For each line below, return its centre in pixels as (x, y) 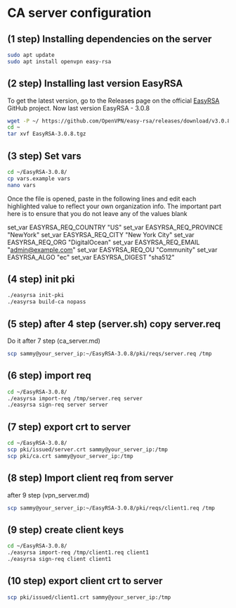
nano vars (22, 185)
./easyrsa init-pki (36, 296)
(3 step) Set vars (45, 156)
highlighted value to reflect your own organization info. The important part (114, 206)
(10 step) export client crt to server (85, 581)
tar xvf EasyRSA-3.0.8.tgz (47, 134)
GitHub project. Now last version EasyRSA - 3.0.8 (78, 108)
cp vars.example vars (39, 178)
